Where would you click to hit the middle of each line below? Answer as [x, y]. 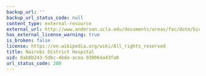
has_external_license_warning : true [53, 35]
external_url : [25, 29]
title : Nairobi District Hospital [51, 52]
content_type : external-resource [49, 23]
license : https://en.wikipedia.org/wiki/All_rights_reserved [86, 47]
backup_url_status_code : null [45, 18]
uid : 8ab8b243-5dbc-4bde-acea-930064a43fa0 [63, 58]
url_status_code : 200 [34, 63]
